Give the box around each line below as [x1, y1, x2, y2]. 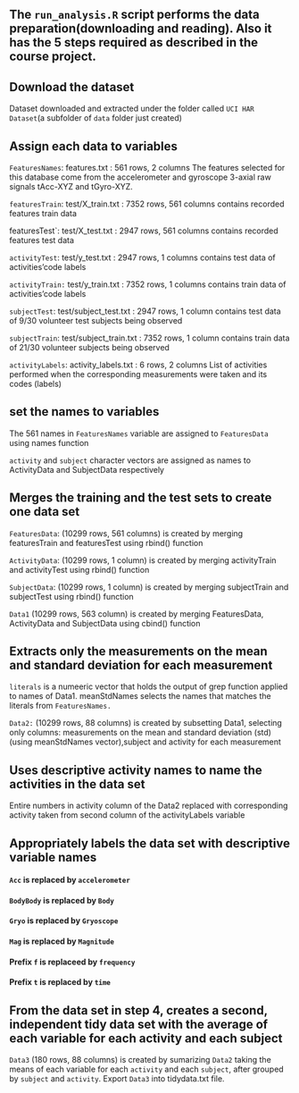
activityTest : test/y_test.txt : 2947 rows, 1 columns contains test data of [9, 252, 277, 263]
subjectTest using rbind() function [9, 591, 134, 601]
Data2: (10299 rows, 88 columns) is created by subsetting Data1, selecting [9, 718, 283, 728]
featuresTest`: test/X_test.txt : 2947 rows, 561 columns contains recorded [9, 225, 278, 236]
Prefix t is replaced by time [9, 977, 112, 988]
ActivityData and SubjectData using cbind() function [9, 618, 201, 628]
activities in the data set [9, 777, 145, 792]
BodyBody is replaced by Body [9, 895, 114, 905]
